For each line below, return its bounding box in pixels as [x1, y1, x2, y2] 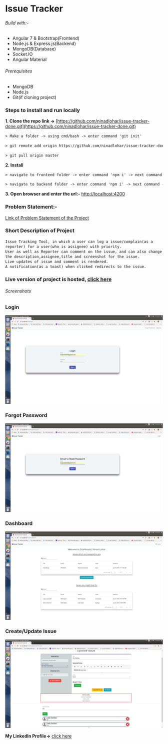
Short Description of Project [5, 227, 75, 234]
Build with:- [5, 19, 29, 25]
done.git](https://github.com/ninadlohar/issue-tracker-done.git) [5, 123, 136, 129]
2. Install [5, 162, 23, 168]
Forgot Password [5, 411, 47, 418]
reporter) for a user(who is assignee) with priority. [5, 244, 122, 249]
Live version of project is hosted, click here [5, 275, 112, 282]
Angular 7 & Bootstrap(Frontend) [12, 35, 80, 41]
